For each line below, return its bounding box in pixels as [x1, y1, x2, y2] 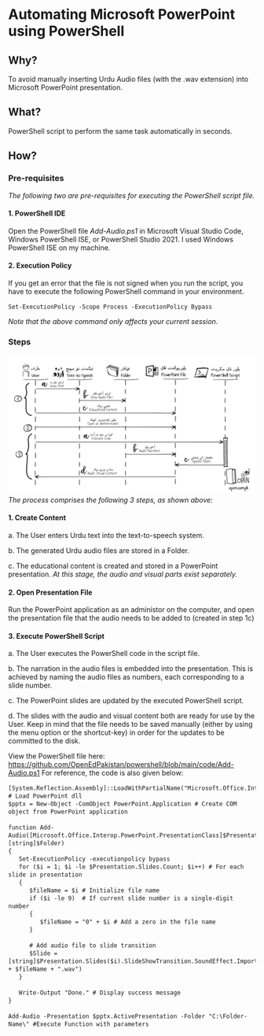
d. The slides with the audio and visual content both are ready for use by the [8, 711, 255, 721]
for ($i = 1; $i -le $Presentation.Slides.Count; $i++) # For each [18, 863, 244, 871]
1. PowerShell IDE [8, 208, 66, 218]
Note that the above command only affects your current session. [8, 316, 218, 326]
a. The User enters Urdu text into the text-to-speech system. [8, 530, 204, 540]
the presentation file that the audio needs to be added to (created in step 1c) [8, 614, 255, 623]
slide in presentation [8, 871, 82, 879]
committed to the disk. [8, 736, 81, 746]
